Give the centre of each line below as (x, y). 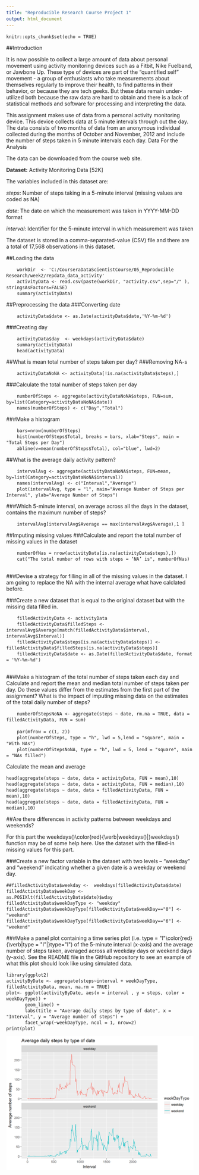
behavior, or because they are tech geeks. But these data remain (85, 91)
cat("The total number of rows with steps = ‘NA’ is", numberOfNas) (103, 559)
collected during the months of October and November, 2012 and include (96, 134)
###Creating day (27, 327)
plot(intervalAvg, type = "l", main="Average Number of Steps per (101, 489)
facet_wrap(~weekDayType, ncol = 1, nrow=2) (80, 1023)
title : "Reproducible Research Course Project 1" (69, 12)
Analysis (17, 146)
